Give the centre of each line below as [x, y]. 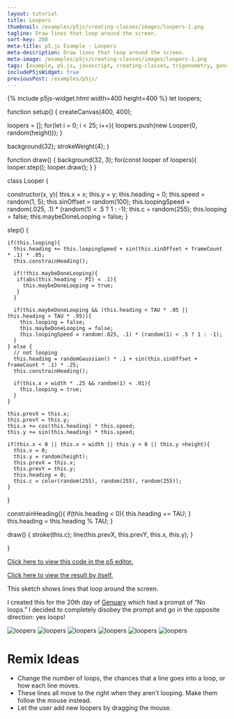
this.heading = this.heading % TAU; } [60, 521]
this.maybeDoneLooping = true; [68, 286]
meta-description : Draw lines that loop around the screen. [96, 53]
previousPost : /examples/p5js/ [53, 79]
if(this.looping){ [34, 243]
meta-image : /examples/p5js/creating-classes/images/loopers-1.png [107, 59]
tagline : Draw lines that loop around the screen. [82, 33]
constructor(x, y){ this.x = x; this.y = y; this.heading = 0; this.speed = [106, 194]
